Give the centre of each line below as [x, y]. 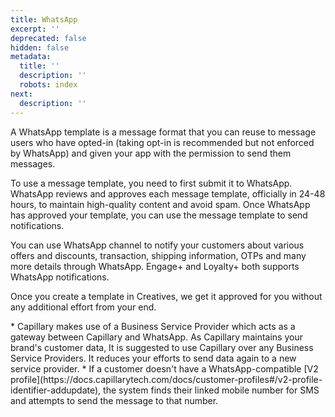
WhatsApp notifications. [60, 277]
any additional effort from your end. [83, 307]
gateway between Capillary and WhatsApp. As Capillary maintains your [156, 337]
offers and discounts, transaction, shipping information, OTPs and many [158, 255]
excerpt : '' [35, 29]
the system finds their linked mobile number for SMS [211, 390]
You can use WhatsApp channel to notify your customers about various [157, 245]
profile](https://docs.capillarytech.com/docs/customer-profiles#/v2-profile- [166, 379]
